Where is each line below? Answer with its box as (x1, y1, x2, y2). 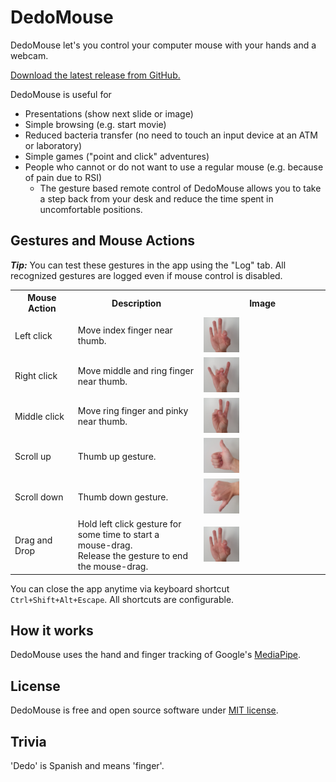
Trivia (10, 733, 47, 750)
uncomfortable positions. (39, 203, 143, 215)
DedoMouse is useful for (10, 88, 112, 100)
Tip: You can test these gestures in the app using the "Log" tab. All (10, 259, 287, 271)
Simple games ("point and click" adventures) (24, 150, 210, 162)
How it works (10, 622, 94, 640)
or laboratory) (24, 139, 83, 151)
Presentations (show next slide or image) (24, 107, 194, 120)
